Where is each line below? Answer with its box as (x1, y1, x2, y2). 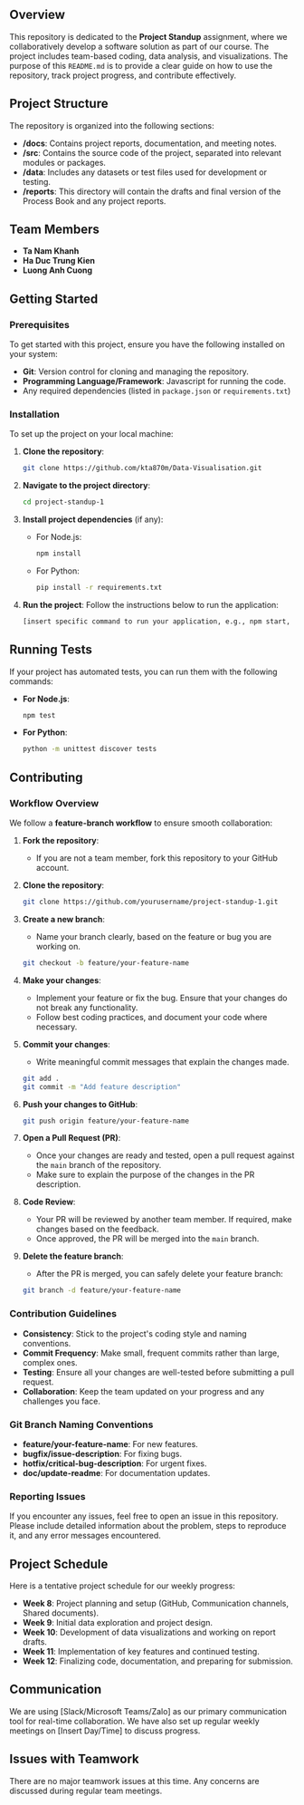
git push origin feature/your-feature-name (22, 1116, 190, 1125)
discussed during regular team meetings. (9, 1785, 163, 1796)
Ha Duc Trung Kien (22, 256, 95, 266)
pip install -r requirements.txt (35, 584, 163, 593)
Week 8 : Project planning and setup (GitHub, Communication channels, (22, 1598, 290, 1608)
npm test (22, 710, 56, 719)
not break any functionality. (35, 1001, 138, 1013)
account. (35, 863, 70, 874)
